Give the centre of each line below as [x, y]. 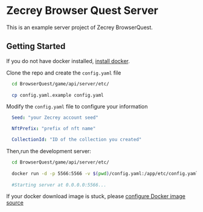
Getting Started [36, 46]
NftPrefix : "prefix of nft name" [54, 129]
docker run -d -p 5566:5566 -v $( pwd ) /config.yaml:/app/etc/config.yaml [105, 173]
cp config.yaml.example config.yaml [58, 95]
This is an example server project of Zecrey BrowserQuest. [79, 27]
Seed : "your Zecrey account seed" [55, 118]
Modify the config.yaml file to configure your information [77, 107]
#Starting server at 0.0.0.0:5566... [59, 185]
